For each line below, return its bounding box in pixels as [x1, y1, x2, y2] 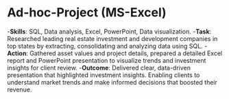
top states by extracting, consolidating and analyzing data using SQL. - [7, 42, 208, 50]
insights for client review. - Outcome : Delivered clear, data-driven [7, 63, 191, 72]
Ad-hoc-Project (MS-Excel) [7, 5, 167, 20]
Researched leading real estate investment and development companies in [7, 34, 218, 42]
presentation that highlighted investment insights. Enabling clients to [7, 70, 200, 79]
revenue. [7, 85, 32, 94]
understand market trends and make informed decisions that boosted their [7, 78, 218, 86]
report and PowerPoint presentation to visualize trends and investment [7, 56, 206, 64]
